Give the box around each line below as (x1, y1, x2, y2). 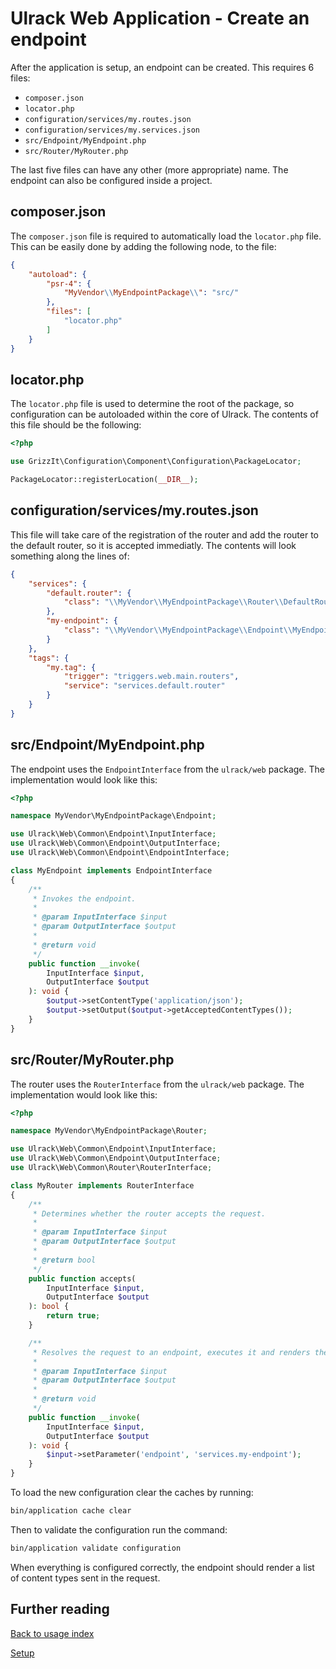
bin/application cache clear (10, 1506, 132, 1516)
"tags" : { (28, 653, 70, 663)
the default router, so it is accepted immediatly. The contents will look (10, 539, 297, 551)
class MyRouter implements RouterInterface (10, 1180, 195, 1191)
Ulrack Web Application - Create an (10, 7, 310, 30)
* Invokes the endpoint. (32, 893, 137, 904)
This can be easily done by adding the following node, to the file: (10, 240, 277, 252)
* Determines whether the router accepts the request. (32, 1208, 267, 1219)
